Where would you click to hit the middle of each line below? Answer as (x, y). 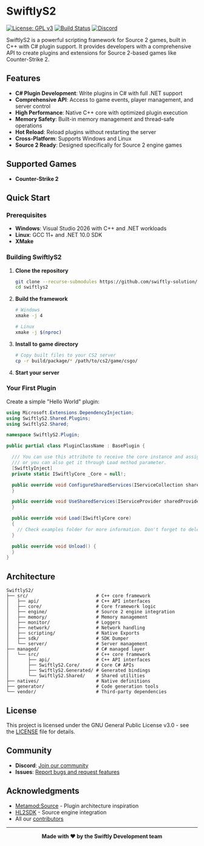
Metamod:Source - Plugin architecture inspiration (77, 806)
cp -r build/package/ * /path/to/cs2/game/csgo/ (76, 361)
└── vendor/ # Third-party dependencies (87, 692)
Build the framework (41, 299)
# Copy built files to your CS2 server (66, 355)
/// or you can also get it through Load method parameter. (89, 463)
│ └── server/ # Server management (77, 644)
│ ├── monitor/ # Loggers (63, 622)
